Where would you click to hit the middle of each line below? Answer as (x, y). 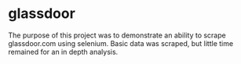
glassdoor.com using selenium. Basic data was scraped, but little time (121, 43)
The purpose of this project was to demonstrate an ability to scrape (117, 35)
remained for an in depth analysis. (63, 52)
